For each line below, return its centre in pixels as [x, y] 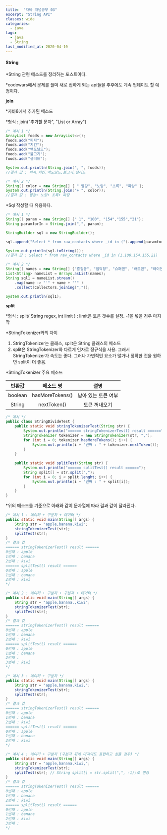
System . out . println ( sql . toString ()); [45, 251]
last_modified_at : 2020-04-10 [37, 47]
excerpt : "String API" [29, 14]
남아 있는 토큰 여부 [98, 396]
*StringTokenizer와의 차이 [32, 333]
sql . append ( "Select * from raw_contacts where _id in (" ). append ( [76, 242]
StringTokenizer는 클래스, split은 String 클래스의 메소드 [67, 344]
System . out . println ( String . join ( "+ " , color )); [56, 191]
